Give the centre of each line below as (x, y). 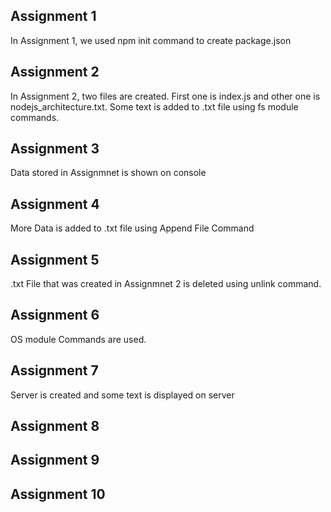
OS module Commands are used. (78, 339)
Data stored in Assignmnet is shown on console (108, 173)
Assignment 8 (55, 426)
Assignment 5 (55, 259)
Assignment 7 (54, 370)
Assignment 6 (55, 315)
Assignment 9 (55, 460)
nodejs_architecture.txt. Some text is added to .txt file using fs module (154, 106)
